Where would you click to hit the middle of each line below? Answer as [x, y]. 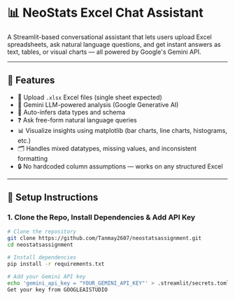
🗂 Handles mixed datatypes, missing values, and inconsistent [107, 148]
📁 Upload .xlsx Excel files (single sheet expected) [90, 97]
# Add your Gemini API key [47, 276]
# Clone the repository [42, 232]
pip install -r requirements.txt [56, 264]
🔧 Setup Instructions [53, 198]
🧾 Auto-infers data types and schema [71, 112]
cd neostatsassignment [40, 245]
